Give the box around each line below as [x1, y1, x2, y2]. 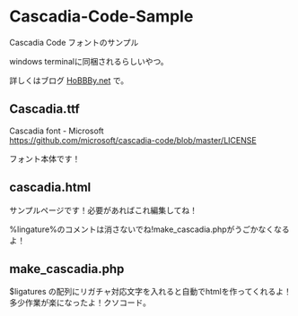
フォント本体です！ [9, 153, 81, 164]
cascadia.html [9, 180, 92, 195]
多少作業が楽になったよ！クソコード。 [9, 297, 151, 308]
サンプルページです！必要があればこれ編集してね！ [9, 204, 197, 216]
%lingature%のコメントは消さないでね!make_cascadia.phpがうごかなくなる [9, 224, 290, 235]
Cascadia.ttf [9, 101, 81, 117]
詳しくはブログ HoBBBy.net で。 [9, 74, 128, 86]
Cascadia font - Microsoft [9, 125, 105, 136]
